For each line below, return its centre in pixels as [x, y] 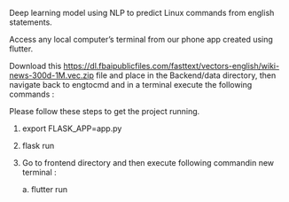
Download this [35, 66]
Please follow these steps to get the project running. [105, 111]
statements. [31, 22]
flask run [38, 146]
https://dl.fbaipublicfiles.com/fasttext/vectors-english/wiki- [172, 66]
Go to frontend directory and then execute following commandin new [148, 163]
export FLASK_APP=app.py [72, 128]
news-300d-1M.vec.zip [52, 75]
